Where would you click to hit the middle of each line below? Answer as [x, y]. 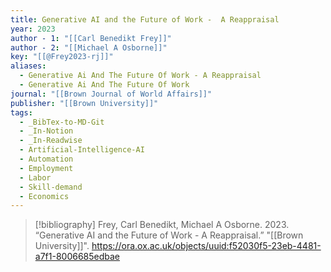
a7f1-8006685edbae [77, 257]
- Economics [44, 196]
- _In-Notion [46, 131]
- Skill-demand [51, 187]
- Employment [46, 168]
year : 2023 [33, 29]
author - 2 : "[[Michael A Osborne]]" [89, 47]
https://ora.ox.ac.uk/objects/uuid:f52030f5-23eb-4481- [206, 246]
